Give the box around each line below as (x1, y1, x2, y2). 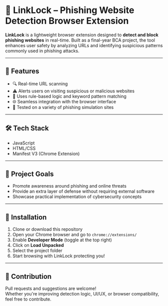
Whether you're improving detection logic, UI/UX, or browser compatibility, (5, 291, 159, 296)
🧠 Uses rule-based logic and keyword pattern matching (12, 93, 126, 99)
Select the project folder (12, 248, 62, 254)
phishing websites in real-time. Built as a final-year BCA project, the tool (5, 37, 155, 43)
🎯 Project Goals (5, 170, 54, 178)
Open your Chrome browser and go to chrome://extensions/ (12, 232, 137, 238)
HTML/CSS (12, 145, 36, 151)
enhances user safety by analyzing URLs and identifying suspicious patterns (5, 42, 163, 48)
